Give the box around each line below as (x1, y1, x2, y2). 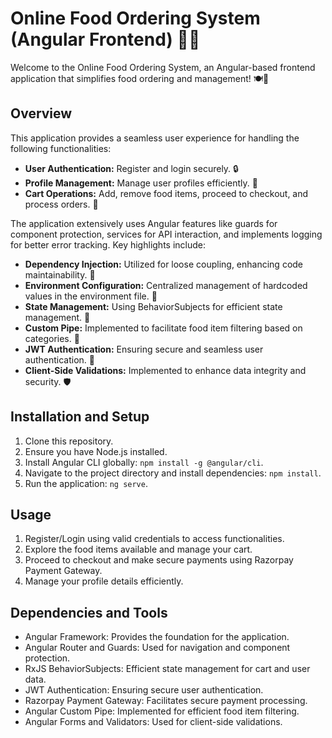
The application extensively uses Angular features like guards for (10, 217, 278, 229)
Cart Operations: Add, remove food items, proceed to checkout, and (24, 187, 309, 199)
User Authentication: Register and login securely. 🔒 (24, 162, 239, 174)
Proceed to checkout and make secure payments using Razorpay (24, 554, 294, 566)
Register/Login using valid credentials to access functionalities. (24, 533, 285, 545)
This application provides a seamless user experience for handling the (10, 132, 300, 144)
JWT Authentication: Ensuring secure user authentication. (24, 684, 264, 696)
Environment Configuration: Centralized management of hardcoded (24, 279, 308, 291)
